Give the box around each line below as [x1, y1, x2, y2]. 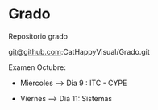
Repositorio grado [8, 31, 69, 41]
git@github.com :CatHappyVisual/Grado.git [8, 47, 151, 56]
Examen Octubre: [8, 62, 66, 72]
